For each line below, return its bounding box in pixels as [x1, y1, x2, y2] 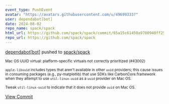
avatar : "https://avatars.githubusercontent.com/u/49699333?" [5, 12, 138, 17]
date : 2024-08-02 [5, 21, 42, 26]
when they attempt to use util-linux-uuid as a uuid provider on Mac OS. [5, 76, 132, 81]
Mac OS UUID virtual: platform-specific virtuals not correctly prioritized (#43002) [5, 58, 146, 63]
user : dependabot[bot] [5, 16, 53, 21]
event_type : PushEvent [5, 7, 53, 12]
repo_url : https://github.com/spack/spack [5, 35, 96, 40]
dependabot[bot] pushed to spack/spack [5, 48, 91, 55]
